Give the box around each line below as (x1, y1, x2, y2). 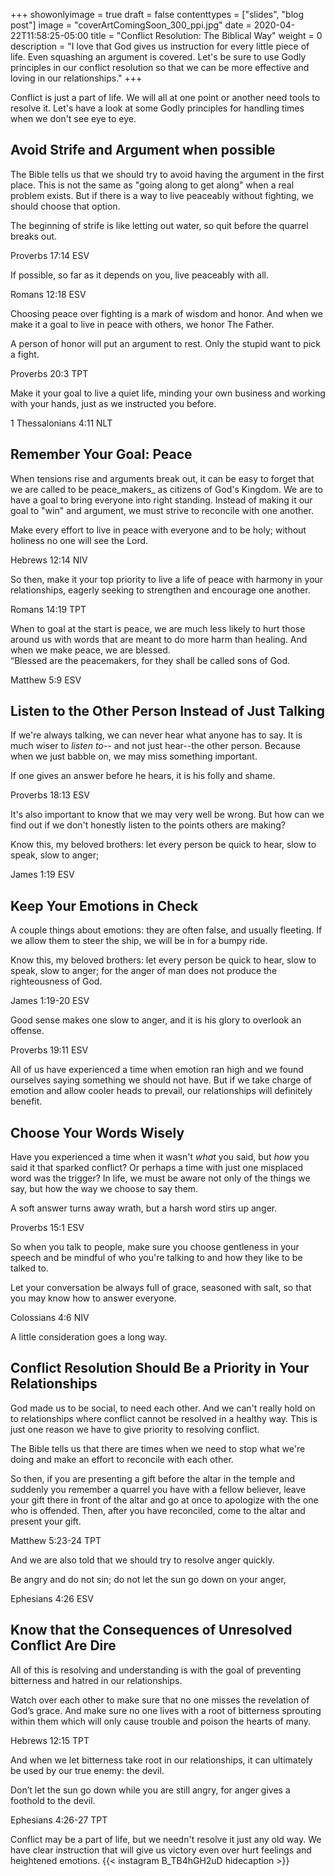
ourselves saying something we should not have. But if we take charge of (10, 1074, 312, 1086)
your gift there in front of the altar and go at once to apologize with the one (10, 1494, 319, 1506)
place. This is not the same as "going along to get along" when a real (10, 179, 295, 191)
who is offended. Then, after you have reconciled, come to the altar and (10, 1504, 306, 1516)
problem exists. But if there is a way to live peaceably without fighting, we (10, 189, 314, 201)
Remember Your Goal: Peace (10, 446, 193, 463)
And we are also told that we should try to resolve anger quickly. (10, 1554, 275, 1566)
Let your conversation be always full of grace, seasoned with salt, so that (10, 1282, 312, 1294)
